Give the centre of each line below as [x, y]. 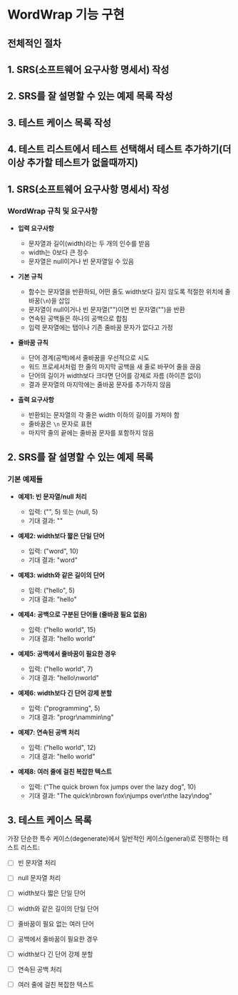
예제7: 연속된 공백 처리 [49, 732]
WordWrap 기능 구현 [66, 15]
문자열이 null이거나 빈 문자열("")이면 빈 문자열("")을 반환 [107, 309]
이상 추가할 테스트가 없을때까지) [73, 162]
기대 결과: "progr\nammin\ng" [71, 717]
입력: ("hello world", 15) [62, 629]
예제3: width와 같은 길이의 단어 [61, 575]
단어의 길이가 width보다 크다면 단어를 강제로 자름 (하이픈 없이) [115, 375]
